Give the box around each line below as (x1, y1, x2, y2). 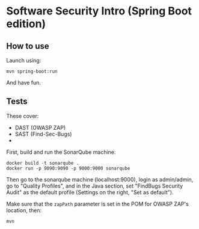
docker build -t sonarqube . (6, 160, 79, 166)
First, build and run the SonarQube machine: (6, 148, 116, 156)
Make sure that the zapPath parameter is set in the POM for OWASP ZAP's (6, 200, 189, 207)
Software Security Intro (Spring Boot (6, 4, 192, 18)
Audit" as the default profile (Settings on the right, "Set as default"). (6, 188, 174, 196)
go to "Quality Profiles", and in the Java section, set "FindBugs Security (6, 182, 183, 189)
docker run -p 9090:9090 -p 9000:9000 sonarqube (6, 165, 130, 171)
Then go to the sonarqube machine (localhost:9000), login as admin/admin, (6, 176, 194, 183)
